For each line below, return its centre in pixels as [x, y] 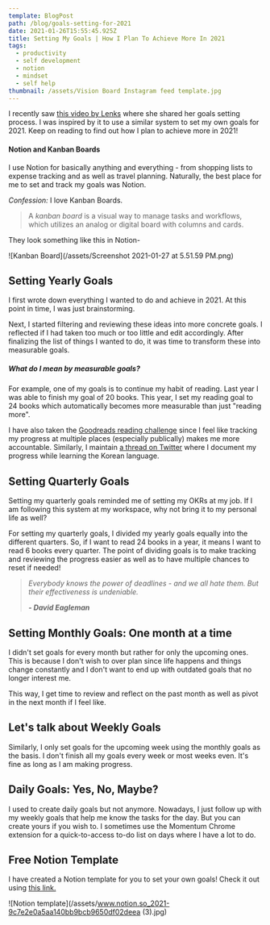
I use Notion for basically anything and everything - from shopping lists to [131, 167]
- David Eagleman [59, 608]
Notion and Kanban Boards [54, 149]
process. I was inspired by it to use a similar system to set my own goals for [134, 123]
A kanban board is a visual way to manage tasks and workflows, [135, 215]
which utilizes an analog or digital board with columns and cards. [136, 224]
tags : [17, 46]
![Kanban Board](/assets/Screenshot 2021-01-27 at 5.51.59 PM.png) [121, 256]
